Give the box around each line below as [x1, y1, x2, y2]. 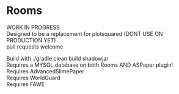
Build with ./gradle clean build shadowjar [6, 55, 109, 62]
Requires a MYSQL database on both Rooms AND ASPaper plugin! [6, 61, 173, 69]
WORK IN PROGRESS [6, 24, 60, 31]
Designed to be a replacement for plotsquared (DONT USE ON [6, 30, 163, 37]
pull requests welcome [6, 43, 64, 50]
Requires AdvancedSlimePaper [6, 67, 84, 75]
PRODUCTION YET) [6, 36, 56, 44]
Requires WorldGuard [6, 74, 60, 81]
